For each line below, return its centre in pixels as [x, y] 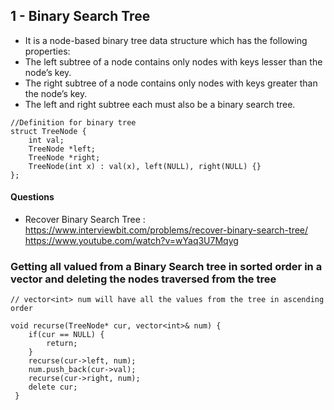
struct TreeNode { [48, 131]
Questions [32, 197]
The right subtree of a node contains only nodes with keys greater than [171, 83]
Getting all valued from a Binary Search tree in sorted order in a [166, 266]
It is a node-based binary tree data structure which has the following [166, 40]
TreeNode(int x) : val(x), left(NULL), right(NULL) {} [145, 166]
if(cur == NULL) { [66, 335]
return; [62, 344]
